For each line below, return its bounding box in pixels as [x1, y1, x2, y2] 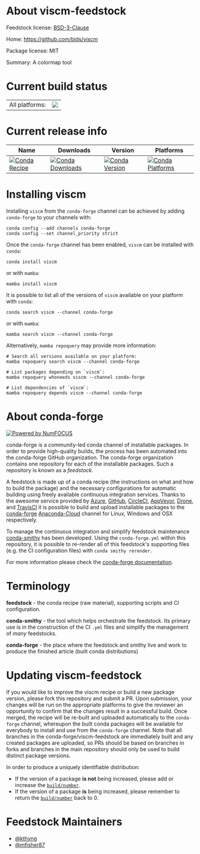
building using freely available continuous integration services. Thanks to [6, 491, 186, 498]
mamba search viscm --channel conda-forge [6, 331, 113, 337]
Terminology [6, 579, 70, 593]
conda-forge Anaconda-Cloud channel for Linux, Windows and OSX [6, 510, 173, 517]
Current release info [6, 124, 108, 138]
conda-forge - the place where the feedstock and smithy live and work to [6, 641, 187, 648]
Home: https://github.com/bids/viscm [6, 35, 98, 42]
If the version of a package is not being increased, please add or [14, 775, 174, 782]
